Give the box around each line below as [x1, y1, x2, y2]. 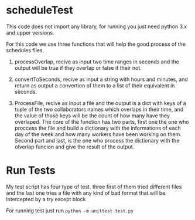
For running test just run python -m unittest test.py [6, 207, 134, 214]
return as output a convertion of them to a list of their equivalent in [14, 82, 175, 89]
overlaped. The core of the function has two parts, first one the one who [14, 118, 189, 125]
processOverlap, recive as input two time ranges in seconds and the [14, 58, 180, 65]
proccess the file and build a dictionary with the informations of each [14, 124, 181, 131]
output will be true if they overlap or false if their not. [14, 64, 142, 71]
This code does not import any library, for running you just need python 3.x [6, 23, 187, 30]
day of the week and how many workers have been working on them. [14, 130, 182, 138]
